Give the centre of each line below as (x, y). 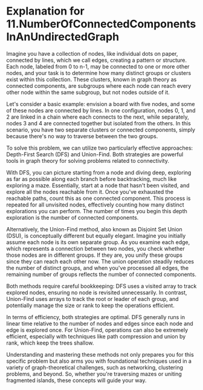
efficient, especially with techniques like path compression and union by (96, 336)
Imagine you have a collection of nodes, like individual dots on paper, (92, 53)
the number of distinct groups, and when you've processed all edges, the (98, 268)
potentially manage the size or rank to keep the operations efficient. (91, 305)
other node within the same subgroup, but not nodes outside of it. (88, 92)
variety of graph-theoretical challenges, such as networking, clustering (95, 367)
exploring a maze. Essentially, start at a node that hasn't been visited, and (98, 185)
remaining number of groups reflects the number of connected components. (101, 274)
